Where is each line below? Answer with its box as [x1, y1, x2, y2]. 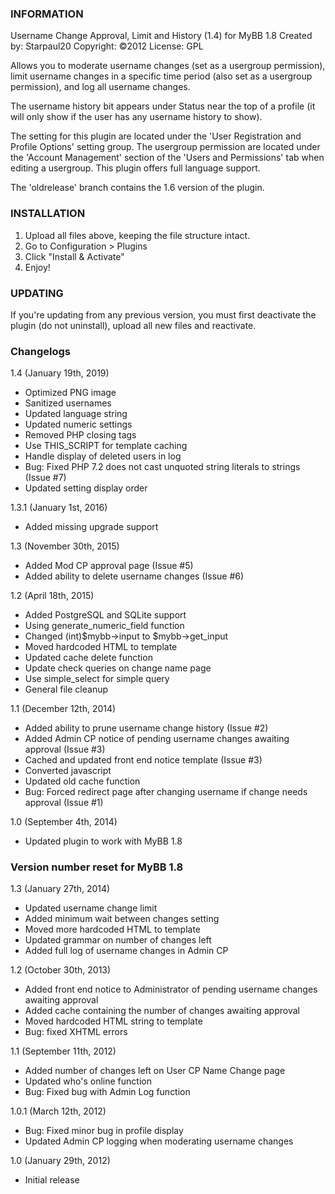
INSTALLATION [10, 207, 86, 221]
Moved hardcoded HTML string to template [24, 1015, 203, 1027]
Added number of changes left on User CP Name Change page [24, 1065, 286, 1077]
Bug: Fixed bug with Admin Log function [24, 1086, 191, 1098]
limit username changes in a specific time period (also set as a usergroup [10, 70, 313, 82]
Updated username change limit [24, 902, 158, 914]
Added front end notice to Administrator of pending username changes [24, 983, 318, 996]
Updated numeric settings [24, 418, 133, 431]
